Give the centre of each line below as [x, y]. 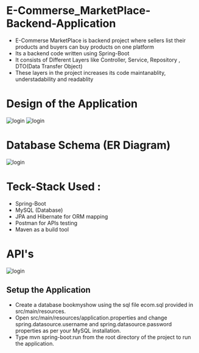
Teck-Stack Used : [54, 187]
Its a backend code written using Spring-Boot [72, 53]
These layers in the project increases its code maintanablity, [90, 72]
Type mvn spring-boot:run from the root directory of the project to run [103, 337]
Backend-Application [61, 23]
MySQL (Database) [39, 210]
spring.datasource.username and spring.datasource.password [93, 324]
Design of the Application [72, 104]
